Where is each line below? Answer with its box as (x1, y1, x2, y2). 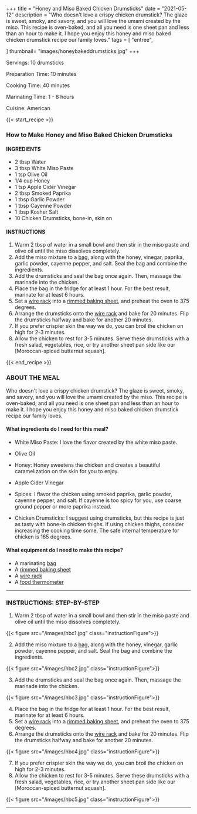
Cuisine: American (6, 105, 51, 111)
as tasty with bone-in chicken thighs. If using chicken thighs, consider (14, 520, 184, 527)
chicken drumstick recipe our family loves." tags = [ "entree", (6, 36, 154, 43)
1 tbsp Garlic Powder (14, 196, 65, 203)
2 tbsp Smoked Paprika (14, 190, 72, 197)
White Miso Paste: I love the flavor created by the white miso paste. (14, 438, 178, 446)
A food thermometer (14, 579, 64, 586)
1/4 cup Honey (14, 177, 50, 184)
